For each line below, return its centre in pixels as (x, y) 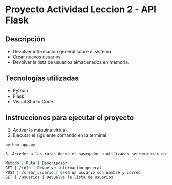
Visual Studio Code (33, 101)
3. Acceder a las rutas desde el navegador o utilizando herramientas (82, 154)
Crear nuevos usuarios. (37, 57)
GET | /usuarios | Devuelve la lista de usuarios (59, 177)
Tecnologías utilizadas (42, 78)
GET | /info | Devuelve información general (53, 168)
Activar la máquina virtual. (40, 130)
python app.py (20, 145)
